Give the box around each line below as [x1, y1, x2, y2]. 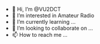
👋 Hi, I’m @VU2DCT [11, 6, 61, 12]
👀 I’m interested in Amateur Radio [11, 12, 95, 19]
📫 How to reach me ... [11, 32, 68, 38]
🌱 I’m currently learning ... [11, 18, 76, 25]
